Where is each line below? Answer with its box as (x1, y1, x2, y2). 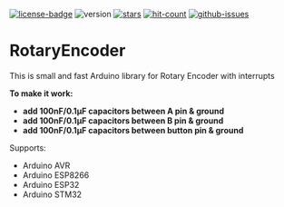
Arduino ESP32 (22, 179, 80, 190)
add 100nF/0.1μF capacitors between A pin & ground (22, 105, 225, 116)
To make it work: (9, 87, 73, 99)
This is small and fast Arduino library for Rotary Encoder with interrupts (9, 70, 275, 81)
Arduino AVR (22, 160, 71, 171)
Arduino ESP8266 (22, 169, 90, 181)
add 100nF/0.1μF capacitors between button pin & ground (22, 124, 244, 135)
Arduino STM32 (22, 189, 83, 200)
